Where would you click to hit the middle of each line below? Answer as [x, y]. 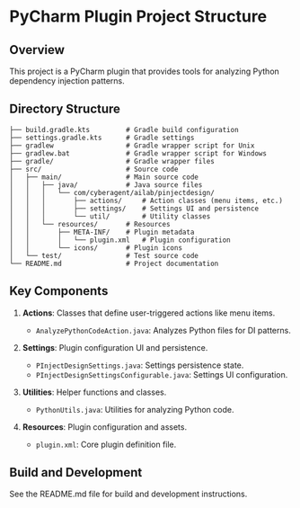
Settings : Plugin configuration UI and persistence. [115, 347]
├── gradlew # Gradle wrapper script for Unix [132, 146]
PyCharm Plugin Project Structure [138, 17]
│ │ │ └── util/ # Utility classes [110, 216]
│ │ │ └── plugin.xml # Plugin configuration [120, 240]
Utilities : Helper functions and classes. [94, 392]
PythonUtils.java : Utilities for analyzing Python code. [135, 409]
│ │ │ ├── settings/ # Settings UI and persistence [134, 209]
